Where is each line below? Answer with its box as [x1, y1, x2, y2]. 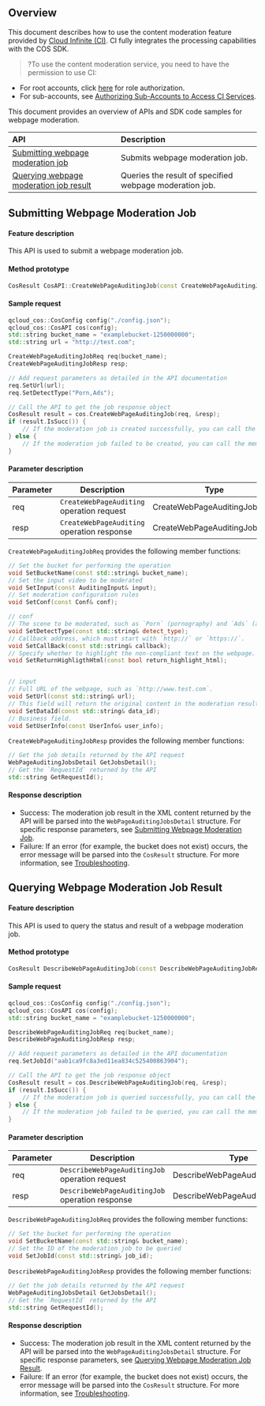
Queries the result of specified [121, 170, 233, 181]
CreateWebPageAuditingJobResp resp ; [8, 360, 129, 368]
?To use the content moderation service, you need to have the [27, 59, 230, 69]
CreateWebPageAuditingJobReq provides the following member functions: [8, 546, 241, 556]
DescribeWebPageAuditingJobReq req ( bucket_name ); [8, 1028, 175, 1037]
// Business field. [8, 714, 73, 722]
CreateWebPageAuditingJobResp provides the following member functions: [8, 736, 244, 745]
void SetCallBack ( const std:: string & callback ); [8, 642, 171, 650]
